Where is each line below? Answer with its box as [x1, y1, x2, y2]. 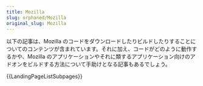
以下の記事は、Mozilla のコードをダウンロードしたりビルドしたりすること [6, 38, 191, 45]
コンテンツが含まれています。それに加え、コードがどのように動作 [27, 45, 192, 52]
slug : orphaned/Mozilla [6, 15, 67, 21]
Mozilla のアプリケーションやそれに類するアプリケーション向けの [27, 53, 190, 60]
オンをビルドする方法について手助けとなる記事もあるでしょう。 [11, 60, 171, 68]
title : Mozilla [6, 9, 45, 15]
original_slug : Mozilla [6, 20, 67, 26]
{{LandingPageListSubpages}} [6, 73, 83, 80]
